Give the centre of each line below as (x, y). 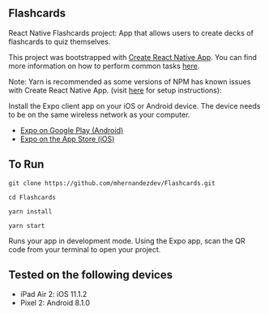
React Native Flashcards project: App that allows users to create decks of (131, 32)
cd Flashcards (32, 197)
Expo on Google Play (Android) (72, 130)
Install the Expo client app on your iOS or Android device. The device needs (134, 105)
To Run (26, 164)
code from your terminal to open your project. (85, 249)
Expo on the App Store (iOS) (67, 139)
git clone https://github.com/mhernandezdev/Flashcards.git (112, 183)
